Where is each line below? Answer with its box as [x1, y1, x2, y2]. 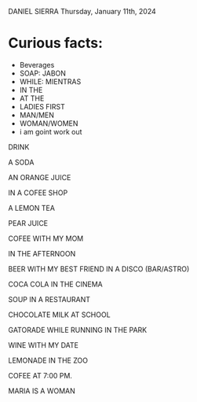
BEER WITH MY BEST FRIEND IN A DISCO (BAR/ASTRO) [8, 264, 190, 274]
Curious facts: [8, 35, 104, 52]
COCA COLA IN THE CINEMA [8, 279, 104, 289]
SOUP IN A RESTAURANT [8, 294, 91, 304]
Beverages [19, 60, 55, 69]
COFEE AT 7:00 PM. [8, 371, 73, 380]
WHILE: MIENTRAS [19, 76, 82, 86]
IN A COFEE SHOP [8, 188, 68, 197]
